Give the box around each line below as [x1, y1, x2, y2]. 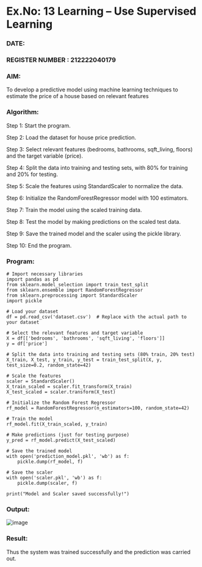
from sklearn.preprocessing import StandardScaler [6, 292, 138, 299]
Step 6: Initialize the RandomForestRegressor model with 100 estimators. [6, 194, 189, 202]
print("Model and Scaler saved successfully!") [6, 490, 130, 497]
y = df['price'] [6, 340, 48, 347]
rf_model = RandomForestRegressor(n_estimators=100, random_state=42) [6, 405, 190, 411]
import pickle [6, 297, 43, 304]
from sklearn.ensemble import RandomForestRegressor [6, 287, 143, 293]
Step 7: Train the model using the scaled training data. [6, 206, 142, 213]
